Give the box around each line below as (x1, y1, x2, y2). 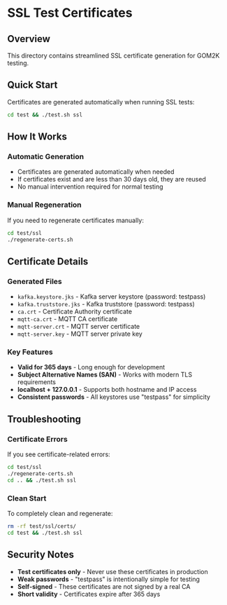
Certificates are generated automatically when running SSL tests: (7, 97, 195, 106)
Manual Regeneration (7, 200, 82, 210)
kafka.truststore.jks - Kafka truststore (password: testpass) (17, 300, 196, 308)
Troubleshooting (7, 413, 82, 425)
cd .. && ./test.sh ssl (7, 477, 77, 484)
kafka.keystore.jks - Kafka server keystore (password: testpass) (17, 292, 206, 301)
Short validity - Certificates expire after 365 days (17, 590, 161, 598)
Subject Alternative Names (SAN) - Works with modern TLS (17, 370, 193, 379)
